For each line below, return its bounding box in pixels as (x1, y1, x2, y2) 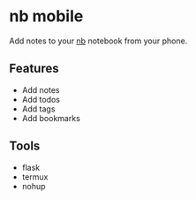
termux (21, 171, 49, 182)
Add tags (21, 104, 56, 114)
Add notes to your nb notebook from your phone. (9, 35, 188, 46)
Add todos (21, 94, 60, 104)
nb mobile (9, 6, 84, 27)
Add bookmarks (21, 112, 81, 123)
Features (9, 61, 59, 76)
